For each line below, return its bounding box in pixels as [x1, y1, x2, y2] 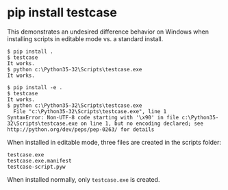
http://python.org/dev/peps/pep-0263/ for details [7, 126, 155, 133]
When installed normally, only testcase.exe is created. [7, 175, 160, 183]
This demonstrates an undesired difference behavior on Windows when [7, 27, 209, 36]
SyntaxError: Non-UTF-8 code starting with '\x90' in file [7, 114, 179, 121]
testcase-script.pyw [7, 163, 66, 170]
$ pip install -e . [7, 84, 63, 91]
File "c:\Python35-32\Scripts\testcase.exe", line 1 [13, 108, 167, 115]
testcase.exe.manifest [7, 157, 72, 164]
